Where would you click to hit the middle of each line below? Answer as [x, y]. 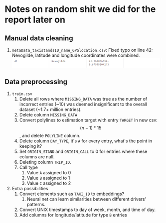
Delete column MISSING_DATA [48, 115]
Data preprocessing [36, 81]
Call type [28, 167]
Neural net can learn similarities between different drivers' [86, 199]
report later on [35, 20]
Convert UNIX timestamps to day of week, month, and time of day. [87, 210]
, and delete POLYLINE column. [50, 136]
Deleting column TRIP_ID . [45, 162]
